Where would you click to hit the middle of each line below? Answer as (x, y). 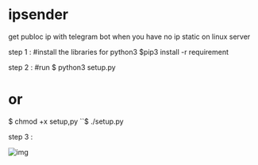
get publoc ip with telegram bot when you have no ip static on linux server (129, 36)
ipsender (39, 15)
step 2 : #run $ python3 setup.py (62, 67)
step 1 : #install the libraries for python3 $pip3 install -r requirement (118, 52)
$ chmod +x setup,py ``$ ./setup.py (66, 121)
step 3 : (21, 136)
